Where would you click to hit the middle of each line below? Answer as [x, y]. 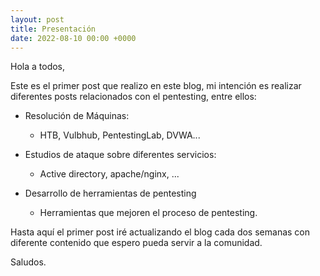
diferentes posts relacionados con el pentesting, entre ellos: [133, 97]
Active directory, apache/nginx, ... [109, 174]
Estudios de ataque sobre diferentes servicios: [120, 155]
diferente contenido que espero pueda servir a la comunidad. [136, 243]
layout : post [37, 19]
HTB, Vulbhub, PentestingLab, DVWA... [120, 135]
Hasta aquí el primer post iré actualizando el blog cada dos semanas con [160, 232]
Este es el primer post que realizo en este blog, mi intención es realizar [156, 86]
